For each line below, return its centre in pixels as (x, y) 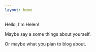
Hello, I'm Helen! (22, 24)
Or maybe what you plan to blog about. (46, 44)
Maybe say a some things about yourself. (48, 34)
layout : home (19, 10)
